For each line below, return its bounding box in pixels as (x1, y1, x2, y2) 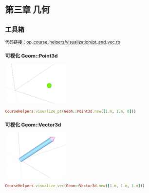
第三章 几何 (5, 4, 50, 16)
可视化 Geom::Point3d (5, 52, 58, 59)
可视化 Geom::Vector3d (5, 121, 61, 128)
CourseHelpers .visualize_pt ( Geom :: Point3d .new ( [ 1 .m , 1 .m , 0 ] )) (5, 109, 136, 114)
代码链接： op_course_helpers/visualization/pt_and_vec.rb (5, 39, 121, 45)
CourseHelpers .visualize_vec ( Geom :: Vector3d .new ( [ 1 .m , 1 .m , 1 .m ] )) (5, 183, 145, 189)
